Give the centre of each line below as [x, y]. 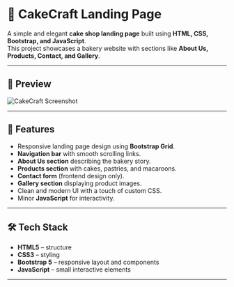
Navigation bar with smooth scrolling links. [79, 153]
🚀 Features [31, 129]
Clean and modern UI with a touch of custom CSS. [89, 190]
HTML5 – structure [44, 247]
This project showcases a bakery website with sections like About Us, [108, 48]
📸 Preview [29, 84]
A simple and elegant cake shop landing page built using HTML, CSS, [108, 33]
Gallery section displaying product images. [79, 183]
